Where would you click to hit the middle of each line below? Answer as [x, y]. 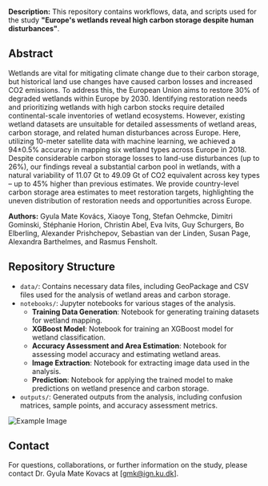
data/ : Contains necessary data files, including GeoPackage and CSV [134, 286]
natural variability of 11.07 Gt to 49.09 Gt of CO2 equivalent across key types [134, 175]
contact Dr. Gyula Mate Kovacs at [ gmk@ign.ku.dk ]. [94, 474]
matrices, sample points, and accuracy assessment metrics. [119, 405]
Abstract [31, 54]
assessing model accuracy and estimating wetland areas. [126, 354]
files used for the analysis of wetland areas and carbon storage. [125, 295]
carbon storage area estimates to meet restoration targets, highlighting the [131, 192]
